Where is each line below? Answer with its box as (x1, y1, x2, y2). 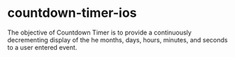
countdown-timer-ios (7, 5, 137, 21)
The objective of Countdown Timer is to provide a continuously (7, 28, 192, 37)
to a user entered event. (7, 43, 77, 51)
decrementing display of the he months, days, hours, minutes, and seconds (7, 35, 229, 44)
